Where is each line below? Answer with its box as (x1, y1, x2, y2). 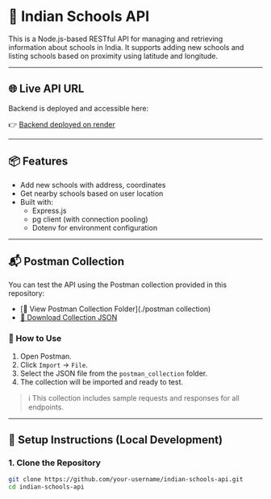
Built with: (19, 197, 54, 206)
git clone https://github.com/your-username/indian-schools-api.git (8, 476, 244, 484)
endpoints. (27, 402, 65, 412)
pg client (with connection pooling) (31, 214, 148, 224)
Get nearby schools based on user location (19, 189, 164, 198)
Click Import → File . (19, 360, 89, 369)
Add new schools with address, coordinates (19, 180, 166, 189)
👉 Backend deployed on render (8, 119, 115, 129)
